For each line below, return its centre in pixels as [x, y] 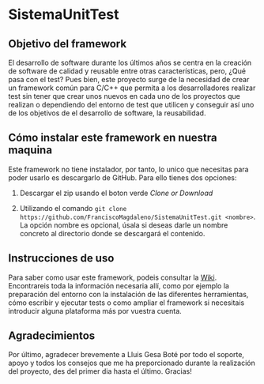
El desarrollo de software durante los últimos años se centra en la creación [130, 62]
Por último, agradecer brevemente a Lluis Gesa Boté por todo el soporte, [126, 355]
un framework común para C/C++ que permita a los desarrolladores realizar [132, 88]
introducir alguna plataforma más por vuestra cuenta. [95, 311]
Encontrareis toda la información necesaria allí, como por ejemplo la [119, 285]
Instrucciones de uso [61, 258]
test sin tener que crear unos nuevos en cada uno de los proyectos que [124, 96]
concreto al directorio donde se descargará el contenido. [112, 233]
